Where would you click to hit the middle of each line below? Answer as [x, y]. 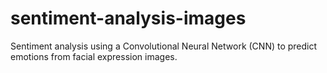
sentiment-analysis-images [128, 18]
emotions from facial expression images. [94, 56]
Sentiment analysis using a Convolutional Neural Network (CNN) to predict [164, 46]
